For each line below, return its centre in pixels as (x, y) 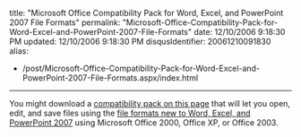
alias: (19, 51)
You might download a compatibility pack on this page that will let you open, (150, 103)
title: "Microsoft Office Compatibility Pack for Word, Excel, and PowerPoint (146, 13)
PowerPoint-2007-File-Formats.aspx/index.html (110, 78)
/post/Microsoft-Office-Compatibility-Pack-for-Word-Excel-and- (141, 68)
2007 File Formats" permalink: (65, 22)
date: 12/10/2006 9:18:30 (240, 32)
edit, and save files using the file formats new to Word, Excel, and (130, 113)
